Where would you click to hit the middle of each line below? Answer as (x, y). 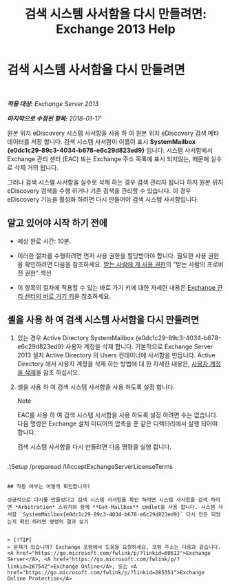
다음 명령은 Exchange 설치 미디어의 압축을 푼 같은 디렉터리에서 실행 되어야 (117, 423)
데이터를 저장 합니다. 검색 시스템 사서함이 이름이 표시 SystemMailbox (102, 141)
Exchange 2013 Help (116, 29)
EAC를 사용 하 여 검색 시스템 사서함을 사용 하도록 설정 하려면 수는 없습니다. (117, 414)
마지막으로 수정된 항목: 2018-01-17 (54, 118)
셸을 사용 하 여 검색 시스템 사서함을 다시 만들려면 (103, 320)
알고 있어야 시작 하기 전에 (57, 223)
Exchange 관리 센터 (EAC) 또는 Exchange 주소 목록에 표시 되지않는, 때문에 (108, 158)
